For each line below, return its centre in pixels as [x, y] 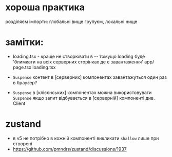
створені [22, 143]
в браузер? [25, 82]
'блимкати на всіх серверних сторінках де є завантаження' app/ [83, 62]
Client [19, 103]
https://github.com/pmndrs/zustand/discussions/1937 [70, 149]
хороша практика [45, 7]
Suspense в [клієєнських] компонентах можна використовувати [82, 92]
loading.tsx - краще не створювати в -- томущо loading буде [79, 56]
